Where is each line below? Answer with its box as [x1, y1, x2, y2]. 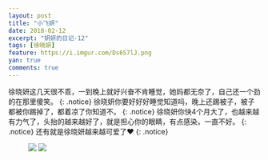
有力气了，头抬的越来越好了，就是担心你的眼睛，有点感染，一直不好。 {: [8, 117, 246, 126]
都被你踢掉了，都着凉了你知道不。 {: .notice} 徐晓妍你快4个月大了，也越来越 [8, 106, 260, 116]
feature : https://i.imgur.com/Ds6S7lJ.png [8, 49, 152, 57]
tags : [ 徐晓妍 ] [8, 42, 56, 50]
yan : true [8, 57, 42, 65]
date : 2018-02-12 [8, 26, 66, 34]
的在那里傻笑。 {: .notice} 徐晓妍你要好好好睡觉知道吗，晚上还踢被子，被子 [8, 97, 255, 106]
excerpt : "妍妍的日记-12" [8, 34, 89, 42]
